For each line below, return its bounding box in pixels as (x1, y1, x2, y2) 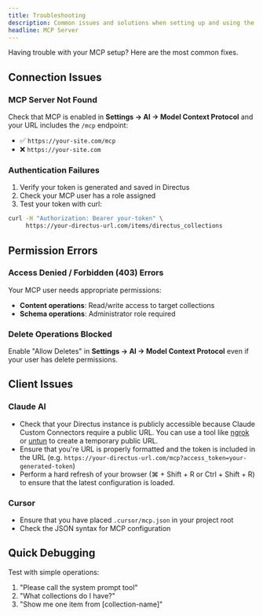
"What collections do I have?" (19, 591, 116, 600)
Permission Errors (8, 243, 98, 257)
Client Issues (8, 377, 73, 391)
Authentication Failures (8, 165, 100, 176)
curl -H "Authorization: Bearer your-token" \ (8, 214, 163, 223)
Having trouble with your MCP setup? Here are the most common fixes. (8, 48, 239, 58)
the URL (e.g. (19, 452, 63, 462)
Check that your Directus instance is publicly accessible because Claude (19, 419, 256, 429)
